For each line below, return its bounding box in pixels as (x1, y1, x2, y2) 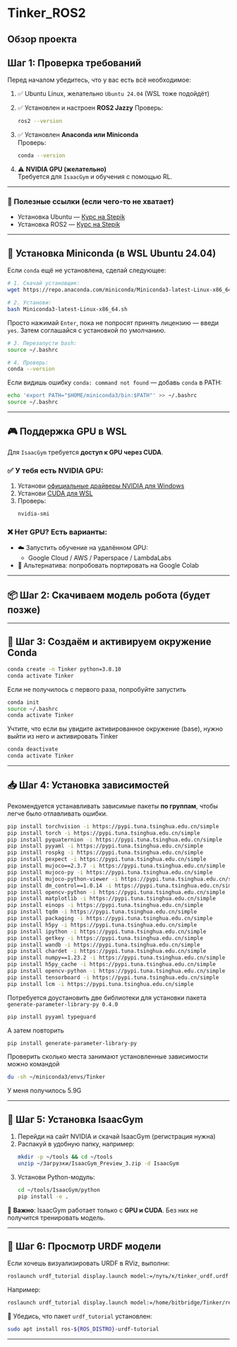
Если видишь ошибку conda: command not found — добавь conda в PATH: (7, 378, 222, 387)
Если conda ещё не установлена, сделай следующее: (7, 266, 167, 275)
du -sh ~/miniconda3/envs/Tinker (7, 1074, 106, 1081)
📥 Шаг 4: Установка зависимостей (7, 780, 169, 792)
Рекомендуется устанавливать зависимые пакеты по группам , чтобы (7, 801, 219, 810)
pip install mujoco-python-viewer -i (7, 875, 119, 883)
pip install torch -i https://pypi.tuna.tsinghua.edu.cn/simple (7, 829, 200, 837)
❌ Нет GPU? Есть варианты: (7, 527, 108, 536)
